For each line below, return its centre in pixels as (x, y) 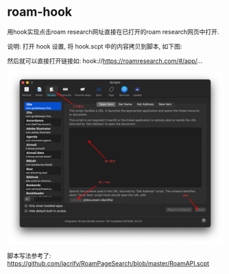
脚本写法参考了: (29, 256)
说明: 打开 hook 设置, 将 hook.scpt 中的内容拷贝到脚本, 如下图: (95, 46)
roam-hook (40, 12)
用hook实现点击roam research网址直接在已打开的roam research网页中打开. (113, 32)
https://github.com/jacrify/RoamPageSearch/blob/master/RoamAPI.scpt (108, 263)
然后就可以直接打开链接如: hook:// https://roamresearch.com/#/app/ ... (105, 61)
